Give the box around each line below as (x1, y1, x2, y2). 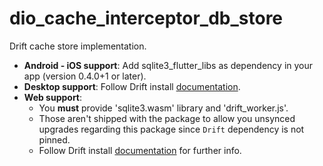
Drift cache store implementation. (9, 40, 147, 52)
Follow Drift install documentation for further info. (38, 144, 242, 156)
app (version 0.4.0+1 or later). (23, 70, 147, 82)
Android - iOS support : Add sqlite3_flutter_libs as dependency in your (23, 59, 314, 71)
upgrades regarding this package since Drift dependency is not (38, 123, 305, 135)
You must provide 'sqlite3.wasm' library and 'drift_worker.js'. (38, 102, 289, 114)
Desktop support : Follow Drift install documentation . (23, 80, 241, 92)
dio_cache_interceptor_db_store (9, 7, 284, 30)
